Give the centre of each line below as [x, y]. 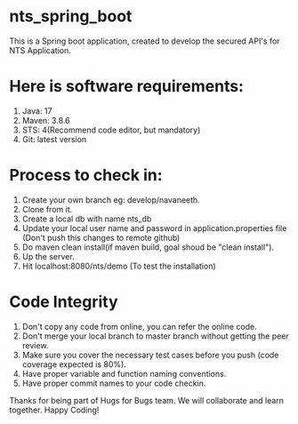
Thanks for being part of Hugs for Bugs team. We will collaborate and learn [147, 400]
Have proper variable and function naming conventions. [124, 373]
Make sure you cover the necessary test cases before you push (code [150, 355]
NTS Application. [40, 50]
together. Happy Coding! [54, 410]
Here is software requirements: [127, 87]
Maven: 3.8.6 [46, 120]
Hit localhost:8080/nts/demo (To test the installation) [119, 266]
